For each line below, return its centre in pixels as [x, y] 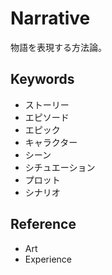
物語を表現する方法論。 [58, 47]
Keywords [42, 79]
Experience [48, 259]
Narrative [50, 18]
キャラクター [51, 142]
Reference [43, 224]
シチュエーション [60, 167]
